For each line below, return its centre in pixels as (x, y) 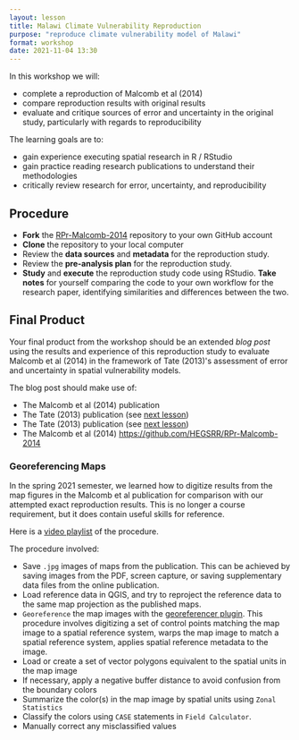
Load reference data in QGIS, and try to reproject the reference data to (152, 595)
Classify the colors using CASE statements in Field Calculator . (137, 717)
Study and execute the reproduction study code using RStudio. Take (149, 273)
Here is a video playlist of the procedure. (84, 532)
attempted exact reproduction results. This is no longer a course (127, 505)
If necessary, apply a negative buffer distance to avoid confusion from (151, 680)
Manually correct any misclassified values (99, 727)
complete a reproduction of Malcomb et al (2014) (112, 94)
